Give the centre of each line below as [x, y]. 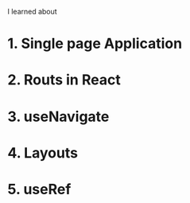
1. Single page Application [95, 44]
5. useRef [39, 189]
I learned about [32, 12]
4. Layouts [43, 152]
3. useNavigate [58, 117]
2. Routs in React [64, 80]
